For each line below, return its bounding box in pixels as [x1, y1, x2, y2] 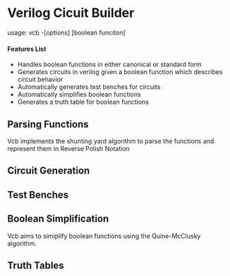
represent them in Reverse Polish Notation [7, 144, 131, 152]
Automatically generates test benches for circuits [17, 83, 161, 91]
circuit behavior [17, 76, 63, 84]
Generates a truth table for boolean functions [17, 97, 150, 107]
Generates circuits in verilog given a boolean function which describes [17, 68, 223, 76]
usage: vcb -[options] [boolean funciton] [7, 28, 126, 37]
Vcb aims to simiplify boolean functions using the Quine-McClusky [7, 232, 201, 240]
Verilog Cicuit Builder [7, 5, 135, 21]
